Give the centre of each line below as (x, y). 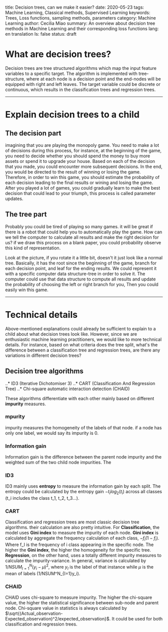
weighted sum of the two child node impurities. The (58, 463)
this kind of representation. (33, 248)
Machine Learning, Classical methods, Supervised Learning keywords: (78, 13)
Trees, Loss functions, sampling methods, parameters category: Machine (80, 18)
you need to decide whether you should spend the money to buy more (78, 156)
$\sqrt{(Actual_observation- (34, 613)
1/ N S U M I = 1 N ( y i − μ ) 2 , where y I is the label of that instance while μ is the (79, 567)
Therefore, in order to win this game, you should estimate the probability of (82, 177)
